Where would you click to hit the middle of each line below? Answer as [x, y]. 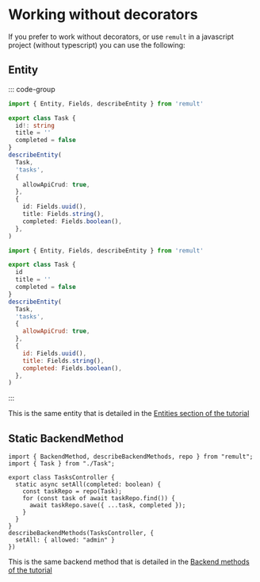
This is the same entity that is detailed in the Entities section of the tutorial [129, 414]
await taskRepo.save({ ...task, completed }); [107, 506]
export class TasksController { [61, 478]
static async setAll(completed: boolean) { [88, 485]
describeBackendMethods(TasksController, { [81, 534]
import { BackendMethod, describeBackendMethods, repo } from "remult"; [131, 457]
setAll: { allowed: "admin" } [65, 540]
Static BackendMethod [66, 438]
